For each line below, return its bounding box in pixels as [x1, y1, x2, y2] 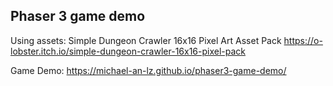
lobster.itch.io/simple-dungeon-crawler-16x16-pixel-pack [10, 45, 247, 57]
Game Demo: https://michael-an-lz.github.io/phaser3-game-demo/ [10, 64, 287, 76]
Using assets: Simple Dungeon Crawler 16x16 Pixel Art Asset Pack [10, 34, 282, 46]
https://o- [283, 34, 323, 46]
